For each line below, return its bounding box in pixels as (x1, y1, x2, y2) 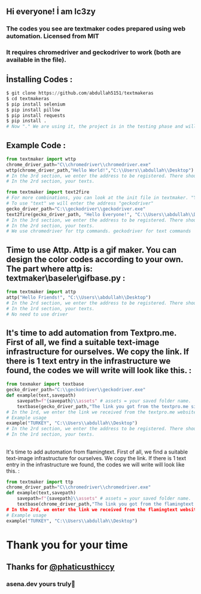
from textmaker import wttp (6, 156, 77, 162)
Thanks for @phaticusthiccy (6, 562, 115, 572)
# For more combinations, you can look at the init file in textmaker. (6, 195, 188, 201)
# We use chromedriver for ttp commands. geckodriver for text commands (6, 228, 191, 235)
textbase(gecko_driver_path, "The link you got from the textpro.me (17, 403, 188, 409)
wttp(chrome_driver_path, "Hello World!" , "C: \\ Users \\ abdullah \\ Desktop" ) (6, 167, 194, 173)
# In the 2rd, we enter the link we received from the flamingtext (6, 506, 178, 512)
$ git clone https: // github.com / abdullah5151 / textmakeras (6, 90, 154, 97)
